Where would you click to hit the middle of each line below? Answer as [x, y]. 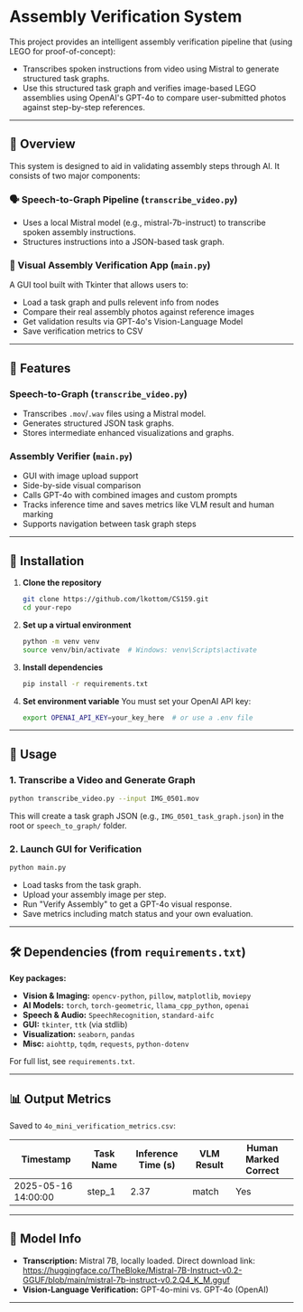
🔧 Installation [47, 561]
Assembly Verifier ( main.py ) [71, 456]
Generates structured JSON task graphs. [98, 423]
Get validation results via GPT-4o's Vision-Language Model [133, 322]
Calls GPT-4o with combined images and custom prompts [130, 496]
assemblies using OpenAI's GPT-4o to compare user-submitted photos [154, 98]
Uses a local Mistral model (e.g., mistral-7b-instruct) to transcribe [144, 222]
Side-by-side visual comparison [82, 486]
